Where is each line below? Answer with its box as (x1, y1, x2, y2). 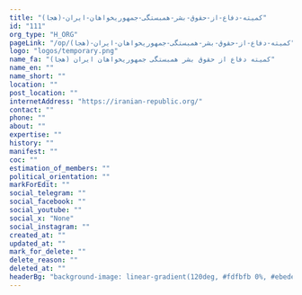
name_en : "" (9, 64, 54, 73)
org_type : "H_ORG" (9, 30, 78, 39)
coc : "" (9, 155, 39, 165)
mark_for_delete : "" (9, 247, 87, 256)
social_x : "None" (9, 213, 75, 223)
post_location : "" (9, 88, 78, 97)
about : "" (9, 122, 47, 131)
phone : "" (9, 113, 47, 122)
